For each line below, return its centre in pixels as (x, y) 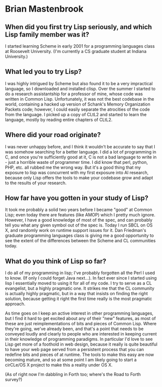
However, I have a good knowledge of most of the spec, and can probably (79, 220)
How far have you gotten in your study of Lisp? (77, 198)
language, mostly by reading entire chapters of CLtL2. (59, 120)
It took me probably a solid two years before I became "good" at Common (79, 210)
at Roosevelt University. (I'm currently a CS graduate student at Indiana (76, 51)
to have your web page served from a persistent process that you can (74, 350)
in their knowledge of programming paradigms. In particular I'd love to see (79, 339)
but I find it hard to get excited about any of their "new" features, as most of (81, 318)
